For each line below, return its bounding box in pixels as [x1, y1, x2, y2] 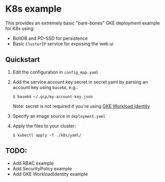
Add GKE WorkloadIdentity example [12, 171, 88, 177]
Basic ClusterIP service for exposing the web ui [12, 40, 114, 46]
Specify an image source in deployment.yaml [12, 113, 106, 119]
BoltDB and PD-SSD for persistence [12, 35, 88, 41]
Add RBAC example [12, 160, 54, 166]
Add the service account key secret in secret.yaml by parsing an [12, 79, 148, 85]
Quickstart [5, 56, 40, 64]
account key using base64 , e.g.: [12, 84, 78, 90]
